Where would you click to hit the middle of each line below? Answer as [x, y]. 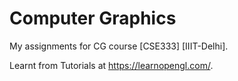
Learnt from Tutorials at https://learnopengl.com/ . [111, 65]
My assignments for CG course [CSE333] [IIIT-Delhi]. [119, 46]
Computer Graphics [93, 18]
